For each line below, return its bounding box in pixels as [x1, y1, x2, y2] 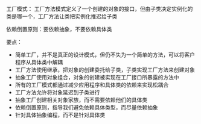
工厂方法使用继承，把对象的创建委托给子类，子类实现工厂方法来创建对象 [14, 66, 195, 73]
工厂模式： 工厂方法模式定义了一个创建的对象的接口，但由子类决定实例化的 [6, 5, 193, 12]
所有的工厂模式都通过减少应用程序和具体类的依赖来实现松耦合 [14, 81, 169, 88]
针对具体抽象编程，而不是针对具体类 [14, 111, 106, 119]
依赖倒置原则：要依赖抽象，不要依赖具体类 [6, 26, 112, 33]
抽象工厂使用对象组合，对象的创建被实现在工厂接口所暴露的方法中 [14, 74, 179, 81]
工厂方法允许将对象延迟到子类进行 [14, 89, 100, 96]
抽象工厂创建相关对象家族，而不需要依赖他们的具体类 [14, 96, 148, 104]
